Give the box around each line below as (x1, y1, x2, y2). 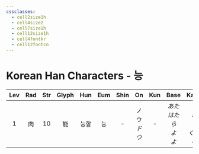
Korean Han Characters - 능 (6, 69, 143, 83)
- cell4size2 (11, 20, 44, 25)
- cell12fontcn (11, 42, 49, 48)
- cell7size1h (11, 25, 46, 31)
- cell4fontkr (11, 36, 46, 42)
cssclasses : (6, 8, 36, 15)
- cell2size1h (11, 14, 46, 20)
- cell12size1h (11, 31, 49, 37)
